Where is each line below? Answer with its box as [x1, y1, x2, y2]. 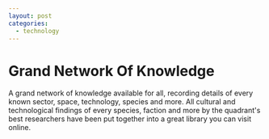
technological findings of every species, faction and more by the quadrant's [8, 106, 261, 116]
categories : [8, 19, 48, 27]
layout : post [8, 11, 53, 20]
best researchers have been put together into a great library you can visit [8, 114, 252, 124]
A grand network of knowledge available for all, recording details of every [8, 88, 254, 98]
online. [8, 123, 31, 133]
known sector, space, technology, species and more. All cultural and [8, 97, 236, 107]
